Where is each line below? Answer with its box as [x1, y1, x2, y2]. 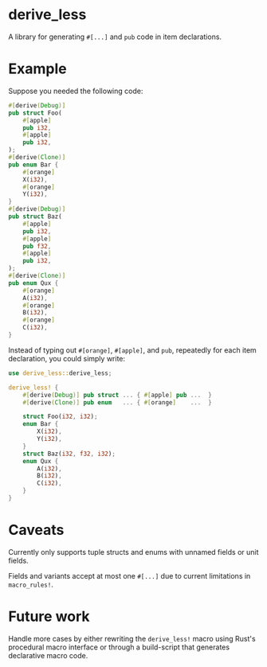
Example [8, 60, 67, 78]
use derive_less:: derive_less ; [8, 369, 112, 377]
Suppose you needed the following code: [8, 86, 143, 96]
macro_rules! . [8, 579, 53, 589]
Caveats [8, 521, 65, 539]
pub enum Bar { [8, 161, 59, 169]
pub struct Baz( [8, 213, 62, 220]
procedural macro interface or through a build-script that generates [8, 642, 230, 652]
